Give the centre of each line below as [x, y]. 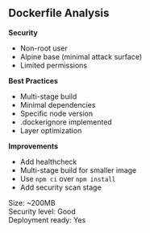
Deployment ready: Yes [47, 219]
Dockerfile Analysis [59, 13]
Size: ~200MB [32, 202]
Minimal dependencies [58, 104]
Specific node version [56, 113]
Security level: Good [42, 211]
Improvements [33, 146]
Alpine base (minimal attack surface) [81, 56]
